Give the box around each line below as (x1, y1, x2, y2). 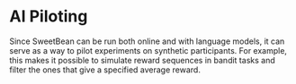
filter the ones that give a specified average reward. (9, 64, 201, 75)
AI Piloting (9, 6, 88, 27)
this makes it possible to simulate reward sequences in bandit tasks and (9, 55, 276, 65)
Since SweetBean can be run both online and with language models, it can (9, 36, 285, 46)
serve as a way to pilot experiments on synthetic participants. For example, (9, 45, 288, 55)
